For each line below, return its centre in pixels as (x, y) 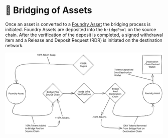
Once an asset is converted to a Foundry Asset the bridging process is (78, 24)
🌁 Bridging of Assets (49, 10)
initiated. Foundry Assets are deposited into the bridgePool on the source (81, 29)
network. (15, 45)
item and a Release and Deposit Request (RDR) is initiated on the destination (84, 40)
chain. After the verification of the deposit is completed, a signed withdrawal (84, 35)
